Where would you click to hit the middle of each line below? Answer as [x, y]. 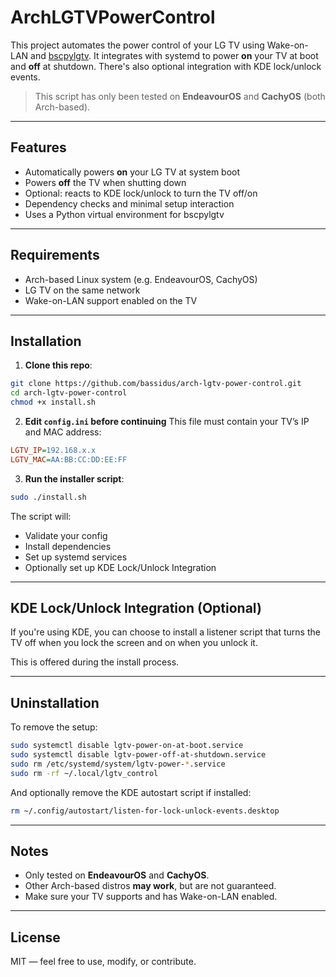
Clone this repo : [58, 365]
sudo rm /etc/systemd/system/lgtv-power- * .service [118, 764]
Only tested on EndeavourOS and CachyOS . [117, 875]
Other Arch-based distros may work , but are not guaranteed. [150, 886]
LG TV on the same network [82, 290]
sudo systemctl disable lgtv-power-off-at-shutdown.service [138, 755]
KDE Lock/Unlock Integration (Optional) [136, 608]
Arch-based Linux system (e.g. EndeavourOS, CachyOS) [141, 279]
